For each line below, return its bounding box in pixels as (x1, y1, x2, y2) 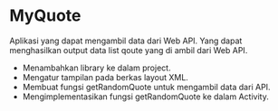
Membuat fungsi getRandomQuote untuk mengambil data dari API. (22, 81, 271, 92)
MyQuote (9, 5, 81, 26)
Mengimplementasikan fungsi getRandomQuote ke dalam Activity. (22, 91, 269, 102)
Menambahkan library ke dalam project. (22, 62, 171, 73)
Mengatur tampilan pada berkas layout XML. (22, 71, 188, 82)
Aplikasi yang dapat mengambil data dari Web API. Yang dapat (9, 35, 243, 46)
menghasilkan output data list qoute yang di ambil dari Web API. (9, 44, 248, 55)
